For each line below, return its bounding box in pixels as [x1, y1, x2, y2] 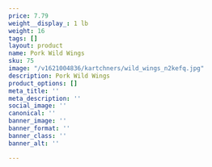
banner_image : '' [8, 117, 67, 125]
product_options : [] [8, 79, 78, 87]
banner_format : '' [8, 124, 70, 132]
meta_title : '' [8, 86, 60, 95]
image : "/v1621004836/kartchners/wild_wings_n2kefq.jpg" [8, 65, 205, 73]
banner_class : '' [8, 132, 67, 140]
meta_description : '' [8, 94, 82, 102]
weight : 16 [8, 27, 45, 35]
